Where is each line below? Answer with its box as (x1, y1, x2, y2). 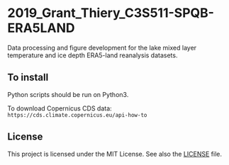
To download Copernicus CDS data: (7, 104, 112, 113)
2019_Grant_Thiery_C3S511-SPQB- (7, 5, 215, 21)
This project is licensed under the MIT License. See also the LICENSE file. (7, 149, 222, 158)
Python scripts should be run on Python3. (7, 90, 129, 98)
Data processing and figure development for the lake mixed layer (7, 43, 197, 52)
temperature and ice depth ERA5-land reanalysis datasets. (7, 51, 178, 59)
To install (7, 72, 49, 84)
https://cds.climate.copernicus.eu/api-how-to (7, 111, 147, 118)
